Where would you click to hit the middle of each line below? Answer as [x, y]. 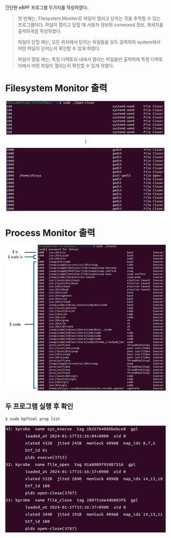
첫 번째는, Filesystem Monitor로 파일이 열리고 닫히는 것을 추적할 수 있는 [89, 18]
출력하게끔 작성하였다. [40, 31]
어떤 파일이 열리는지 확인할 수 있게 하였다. [73, 66]
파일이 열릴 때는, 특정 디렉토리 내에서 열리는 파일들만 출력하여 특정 [83, 59]
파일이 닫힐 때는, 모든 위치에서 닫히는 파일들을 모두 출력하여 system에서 [89, 42]
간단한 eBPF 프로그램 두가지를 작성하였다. [47, 7]
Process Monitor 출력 [50, 233]
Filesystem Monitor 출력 [56, 88]
